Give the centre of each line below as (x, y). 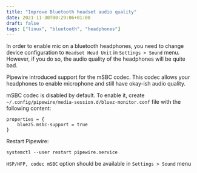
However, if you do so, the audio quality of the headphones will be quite (96, 59)
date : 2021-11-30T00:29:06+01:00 (48, 18)
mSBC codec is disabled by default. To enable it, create (75, 95)
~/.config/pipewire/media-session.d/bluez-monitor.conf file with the (94, 102)
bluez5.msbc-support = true (52, 125)
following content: (29, 108)
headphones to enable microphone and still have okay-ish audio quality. (96, 84)
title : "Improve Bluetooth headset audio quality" (72, 12)
